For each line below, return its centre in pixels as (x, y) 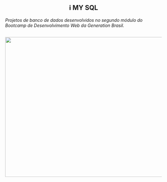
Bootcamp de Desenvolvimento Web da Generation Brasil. (65, 25)
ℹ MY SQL (83, 8)
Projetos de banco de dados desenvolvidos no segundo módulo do (74, 20)
